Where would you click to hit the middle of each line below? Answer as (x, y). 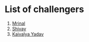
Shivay (19, 28)
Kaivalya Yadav (28, 34)
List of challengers (44, 9)
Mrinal (19, 23)
